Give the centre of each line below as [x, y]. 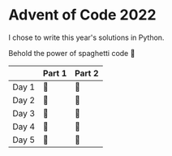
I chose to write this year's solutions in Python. [86, 37]
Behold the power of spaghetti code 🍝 [72, 53]
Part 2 [86, 73]
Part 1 [55, 73]
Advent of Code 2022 [82, 15]
